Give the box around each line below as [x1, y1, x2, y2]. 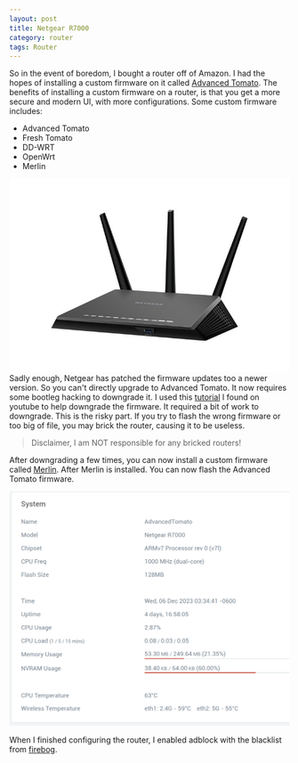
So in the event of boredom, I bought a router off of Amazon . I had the [9, 68, 265, 79]
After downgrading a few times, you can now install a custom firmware [9, 455, 269, 466]
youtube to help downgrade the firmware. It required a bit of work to [9, 402, 260, 412]
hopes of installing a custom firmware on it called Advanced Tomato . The [9, 77, 278, 88]
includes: [9, 106, 43, 117]
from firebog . [9, 743, 58, 754]
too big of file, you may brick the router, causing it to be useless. [9, 420, 246, 431]
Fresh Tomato [21, 133, 73, 143]
